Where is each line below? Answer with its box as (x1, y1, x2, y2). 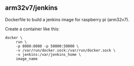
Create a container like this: (5, 26, 60, 32)
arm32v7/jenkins (5, 4, 58, 12)
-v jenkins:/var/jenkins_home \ (15, 52, 81, 57)
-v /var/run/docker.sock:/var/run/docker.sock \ (15, 48, 116, 53)
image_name (15, 56, 38, 61)
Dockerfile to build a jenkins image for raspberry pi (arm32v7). (5, 16, 130, 22)
